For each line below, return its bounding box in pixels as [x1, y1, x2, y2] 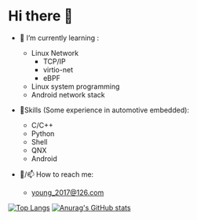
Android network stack [31, 90, 105, 99]
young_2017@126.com [31, 188, 104, 197]
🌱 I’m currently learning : [19, 33, 100, 42]
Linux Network [31, 48, 79, 57]
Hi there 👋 [8, 7, 73, 25]
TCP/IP [42, 57, 66, 66]
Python [31, 129, 55, 138]
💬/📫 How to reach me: [19, 169, 94, 179]
